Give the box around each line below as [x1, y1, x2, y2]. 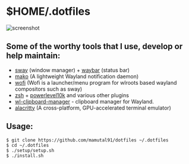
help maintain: [6, 51, 61, 61]
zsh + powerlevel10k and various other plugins [14, 91, 130, 99]
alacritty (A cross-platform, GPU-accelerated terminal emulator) [14, 104, 171, 111]
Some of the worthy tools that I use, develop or [6, 41, 183, 52]
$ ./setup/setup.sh [6, 147, 55, 153]
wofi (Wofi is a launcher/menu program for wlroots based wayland [14, 79, 177, 86]
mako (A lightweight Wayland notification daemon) [14, 73, 139, 80]
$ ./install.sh [6, 153, 44, 159]
